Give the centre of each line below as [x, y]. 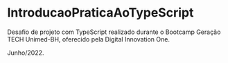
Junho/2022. [26, 53]
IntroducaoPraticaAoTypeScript [100, 13]
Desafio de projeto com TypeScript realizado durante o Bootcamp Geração [114, 32]
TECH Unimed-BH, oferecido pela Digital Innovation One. [88, 39]
